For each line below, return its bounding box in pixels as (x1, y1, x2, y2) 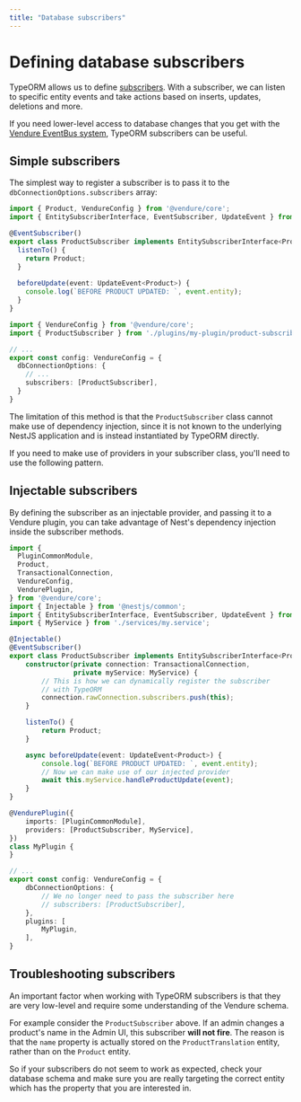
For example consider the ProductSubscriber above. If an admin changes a (9, 1017, 285, 1028)
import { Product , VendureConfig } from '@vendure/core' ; (9, 204, 230, 214)
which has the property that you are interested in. (9, 1082, 192, 1093)
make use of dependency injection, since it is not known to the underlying (9, 420, 282, 431)
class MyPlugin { (9, 842, 74, 851)
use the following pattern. (9, 457, 105, 468)
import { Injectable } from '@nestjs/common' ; (9, 602, 186, 611)
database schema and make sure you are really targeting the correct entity (9, 1072, 285, 1083)
